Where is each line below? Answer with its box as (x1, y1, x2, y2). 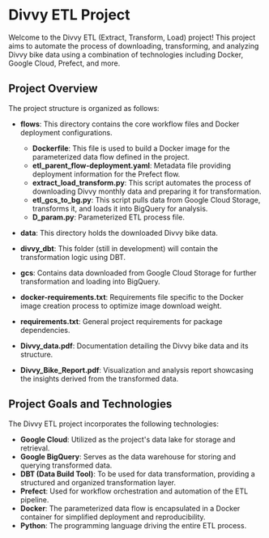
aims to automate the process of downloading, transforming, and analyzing (8, 41, 259, 50)
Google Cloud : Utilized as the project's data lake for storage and (19, 434, 236, 444)
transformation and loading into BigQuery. (19, 276, 160, 286)
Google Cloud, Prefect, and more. (8, 58, 121, 68)
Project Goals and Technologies (8, 397, 173, 411)
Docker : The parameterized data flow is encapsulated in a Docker (19, 503, 241, 513)
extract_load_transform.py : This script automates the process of (32, 177, 251, 187)
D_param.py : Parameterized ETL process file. (32, 212, 185, 222)
